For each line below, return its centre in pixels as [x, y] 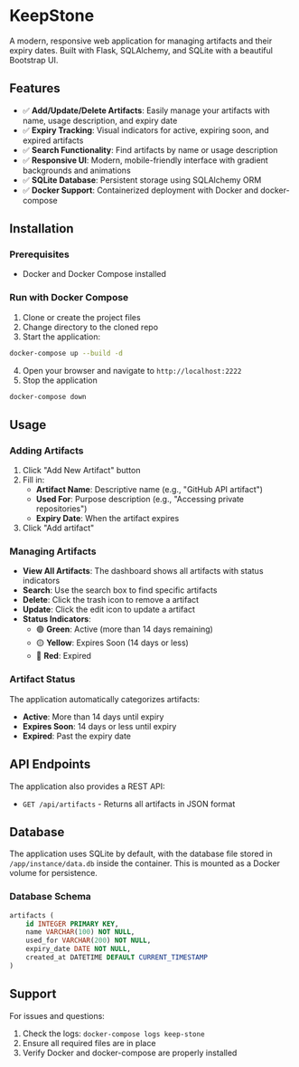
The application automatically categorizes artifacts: [105, 699]
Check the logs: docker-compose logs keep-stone [113, 1034]
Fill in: [33, 480]
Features [35, 88]
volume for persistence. [53, 873]
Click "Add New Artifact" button [81, 471]
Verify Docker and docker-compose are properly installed [130, 1053]
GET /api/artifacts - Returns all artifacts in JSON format [129, 804]
